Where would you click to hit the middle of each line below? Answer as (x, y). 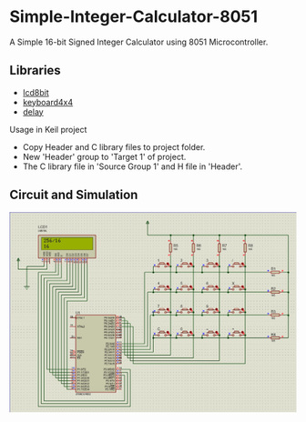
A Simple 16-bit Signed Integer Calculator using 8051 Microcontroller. (139, 42)
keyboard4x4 (48, 102)
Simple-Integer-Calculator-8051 (133, 17)
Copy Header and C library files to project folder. (114, 146)
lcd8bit (36, 92)
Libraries (35, 70)
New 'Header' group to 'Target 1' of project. (104, 156)
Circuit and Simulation (74, 195)
